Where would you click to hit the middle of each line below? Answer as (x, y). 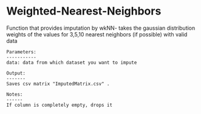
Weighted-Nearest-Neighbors (84, 11)
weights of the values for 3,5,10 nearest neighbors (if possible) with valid (97, 34)
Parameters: (21, 52)
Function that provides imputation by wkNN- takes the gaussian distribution (101, 28)
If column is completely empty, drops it (60, 105)
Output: (16, 73)
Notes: (15, 94)
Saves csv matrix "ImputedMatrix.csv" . (58, 84)
